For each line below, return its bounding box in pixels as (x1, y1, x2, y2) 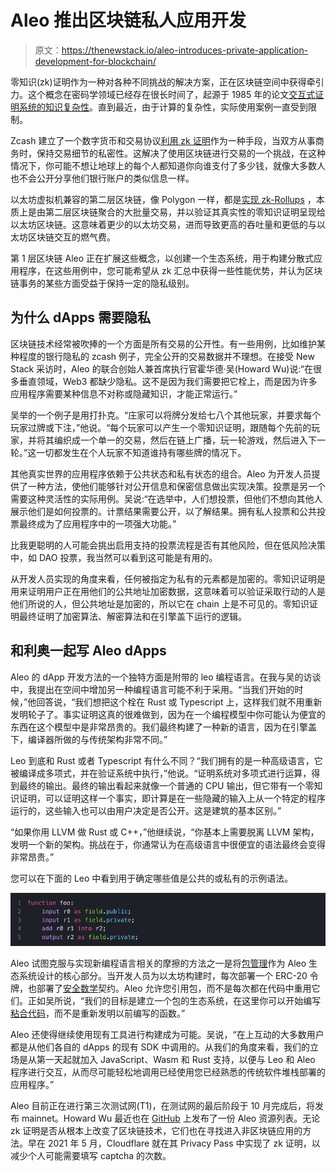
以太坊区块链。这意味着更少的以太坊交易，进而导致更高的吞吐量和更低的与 (10, 218, 317, 230)
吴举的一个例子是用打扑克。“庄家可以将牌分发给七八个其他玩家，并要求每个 (10, 409, 322, 421)
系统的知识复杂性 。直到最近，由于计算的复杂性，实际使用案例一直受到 (18, 101, 308, 113)
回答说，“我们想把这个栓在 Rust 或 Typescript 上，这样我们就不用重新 (36, 696, 323, 708)
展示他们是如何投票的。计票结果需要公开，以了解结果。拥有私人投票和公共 (10, 505, 317, 517)
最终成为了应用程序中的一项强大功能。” (18, 517, 177, 530)
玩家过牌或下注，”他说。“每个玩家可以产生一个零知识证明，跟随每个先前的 (10, 421, 312, 433)
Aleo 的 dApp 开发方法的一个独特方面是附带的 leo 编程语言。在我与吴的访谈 (10, 671, 322, 683)
